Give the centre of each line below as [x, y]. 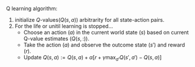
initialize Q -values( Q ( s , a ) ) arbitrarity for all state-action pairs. [90, 20]
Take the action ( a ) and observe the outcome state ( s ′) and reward [104, 45]
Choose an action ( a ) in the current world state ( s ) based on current [106, 32]
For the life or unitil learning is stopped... [64, 26]
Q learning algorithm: [32, 9]
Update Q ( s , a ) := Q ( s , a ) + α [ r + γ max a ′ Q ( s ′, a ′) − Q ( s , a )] [92, 58]
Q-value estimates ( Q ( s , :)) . [56, 38]
